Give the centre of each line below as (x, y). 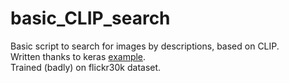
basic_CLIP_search (90, 18)
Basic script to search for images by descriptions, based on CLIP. (145, 46)
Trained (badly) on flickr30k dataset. (86, 67)
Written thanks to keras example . (78, 56)
